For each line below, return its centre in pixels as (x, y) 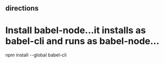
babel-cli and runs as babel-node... (82, 41)
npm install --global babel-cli (36, 55)
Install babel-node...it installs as (76, 30)
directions (22, 8)
